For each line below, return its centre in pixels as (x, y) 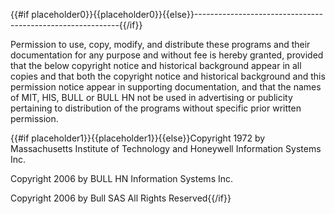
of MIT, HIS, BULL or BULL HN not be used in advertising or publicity (151, 97)
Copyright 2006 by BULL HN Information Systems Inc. (122, 178)
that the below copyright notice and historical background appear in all (156, 65)
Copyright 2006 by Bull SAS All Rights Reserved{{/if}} (121, 198)
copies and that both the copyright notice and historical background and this (168, 76)
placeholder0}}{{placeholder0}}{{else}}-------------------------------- (177, 14)
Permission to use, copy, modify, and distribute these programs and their (160, 44)
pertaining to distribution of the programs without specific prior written (156, 108)
